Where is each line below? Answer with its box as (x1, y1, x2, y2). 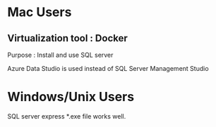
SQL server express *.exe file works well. (7, 112, 126, 120)
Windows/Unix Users (7, 89, 135, 105)
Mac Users (7, 4, 72, 20)
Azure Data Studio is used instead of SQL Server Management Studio (7, 65, 210, 72)
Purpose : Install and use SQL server (7, 51, 114, 59)
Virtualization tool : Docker (7, 32, 128, 44)
